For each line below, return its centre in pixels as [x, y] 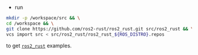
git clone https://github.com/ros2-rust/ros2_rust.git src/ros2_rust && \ [100, 29]
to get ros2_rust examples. [39, 46]
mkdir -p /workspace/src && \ [43, 18]
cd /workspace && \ [30, 23]
